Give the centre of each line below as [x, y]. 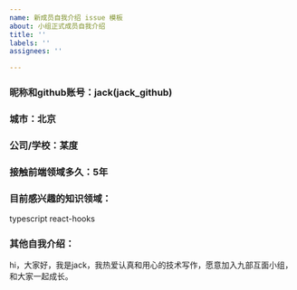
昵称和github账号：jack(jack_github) [91, 93]
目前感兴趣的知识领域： [60, 198]
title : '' [28, 34]
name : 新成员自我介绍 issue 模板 [67, 18]
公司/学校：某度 [44, 145]
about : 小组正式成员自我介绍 [57, 26]
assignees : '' [36, 51]
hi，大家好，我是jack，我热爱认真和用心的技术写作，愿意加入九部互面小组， [151, 265]
